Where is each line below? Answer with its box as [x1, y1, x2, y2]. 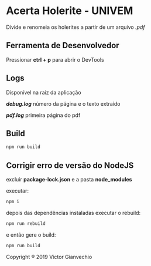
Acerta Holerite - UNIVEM [6, 4, 133, 18]
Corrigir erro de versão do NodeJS [6, 160, 134, 170]
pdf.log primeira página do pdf [6, 112, 81, 119]
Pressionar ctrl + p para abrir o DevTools [6, 56, 104, 63]
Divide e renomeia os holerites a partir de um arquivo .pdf [6, 23, 145, 31]
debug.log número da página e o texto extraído [6, 100, 121, 107]
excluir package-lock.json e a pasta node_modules [6, 176, 132, 183]
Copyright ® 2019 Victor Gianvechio [6, 253, 92, 260]
